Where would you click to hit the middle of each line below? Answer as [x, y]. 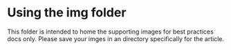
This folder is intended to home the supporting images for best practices [111, 32]
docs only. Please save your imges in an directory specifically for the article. [116, 38]
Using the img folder [67, 13]
